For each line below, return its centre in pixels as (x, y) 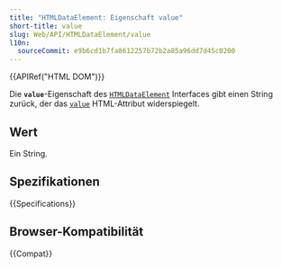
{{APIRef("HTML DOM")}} (57, 76)
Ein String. (28, 153)
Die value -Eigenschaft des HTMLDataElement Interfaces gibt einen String (141, 94)
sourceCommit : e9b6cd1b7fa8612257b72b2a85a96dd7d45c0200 (127, 51)
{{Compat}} (31, 254)
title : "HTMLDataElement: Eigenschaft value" (96, 18)
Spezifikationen (55, 182)
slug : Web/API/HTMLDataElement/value (80, 34)
